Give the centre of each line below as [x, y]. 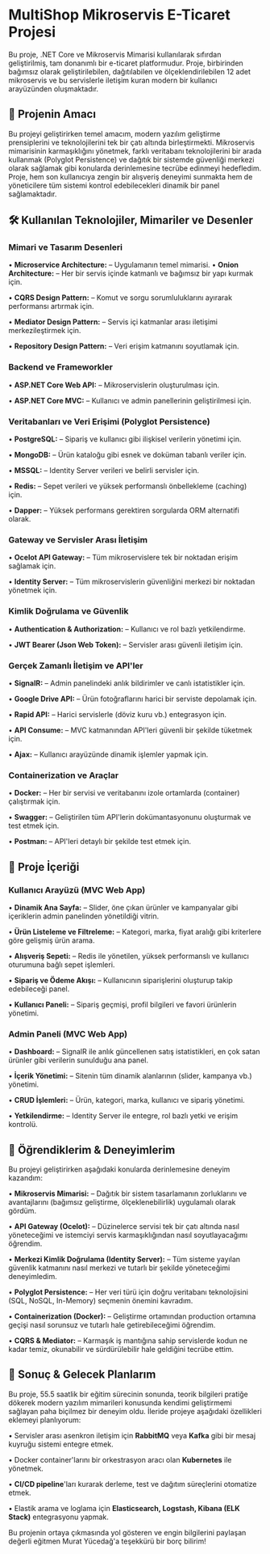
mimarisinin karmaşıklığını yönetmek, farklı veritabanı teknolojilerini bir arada [135, 150]
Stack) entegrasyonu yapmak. [58, 1517]
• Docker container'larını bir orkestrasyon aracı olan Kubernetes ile [120, 1459]
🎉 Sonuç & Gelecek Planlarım [82, 1375]
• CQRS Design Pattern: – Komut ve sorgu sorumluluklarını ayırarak [120, 298]
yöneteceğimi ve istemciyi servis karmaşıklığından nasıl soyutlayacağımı [128, 1235]
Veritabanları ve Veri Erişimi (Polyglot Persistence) [110, 421]
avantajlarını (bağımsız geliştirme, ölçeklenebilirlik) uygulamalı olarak [122, 1202]
